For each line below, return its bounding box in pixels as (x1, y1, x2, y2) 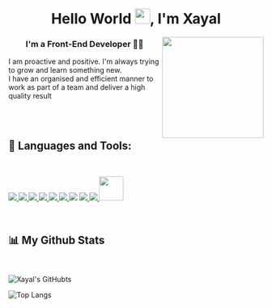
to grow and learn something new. (8, 65, 122, 75)
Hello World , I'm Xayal (51, 10, 221, 28)
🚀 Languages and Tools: (8, 138, 132, 153)
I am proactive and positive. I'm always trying (8, 57, 159, 66)
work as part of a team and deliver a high (8, 82, 146, 92)
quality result (8, 91, 53, 101)
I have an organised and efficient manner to (8, 74, 154, 84)
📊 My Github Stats (8, 233, 105, 247)
